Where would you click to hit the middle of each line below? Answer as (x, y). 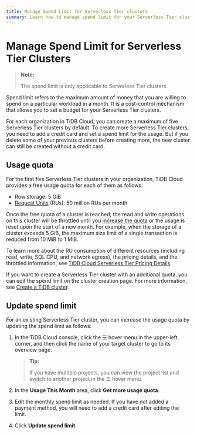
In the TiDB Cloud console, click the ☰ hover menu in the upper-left (96, 337)
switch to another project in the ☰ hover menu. (86, 379)
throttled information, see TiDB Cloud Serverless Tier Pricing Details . (89, 263)
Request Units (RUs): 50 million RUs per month (71, 203)
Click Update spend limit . (46, 426)
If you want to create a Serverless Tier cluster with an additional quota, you (97, 275)
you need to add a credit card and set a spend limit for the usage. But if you (97, 134)
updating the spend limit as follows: (49, 326)
